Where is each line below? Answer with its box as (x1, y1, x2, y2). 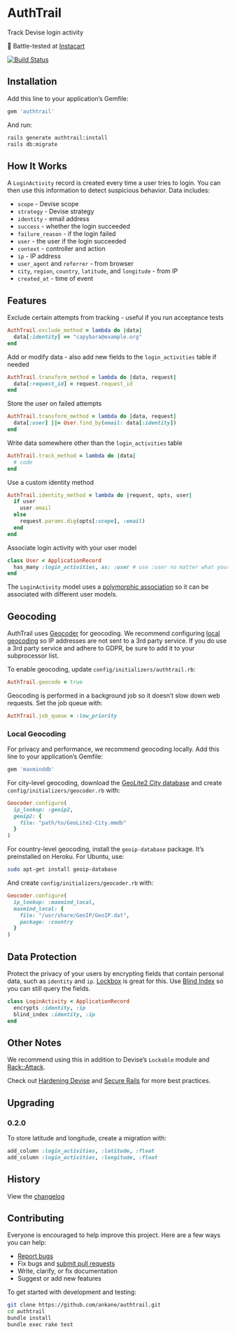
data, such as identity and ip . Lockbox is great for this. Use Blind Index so (7, 977, 224, 985)
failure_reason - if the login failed (17, 229, 117, 238)
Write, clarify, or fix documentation (17, 1267, 117, 1275)
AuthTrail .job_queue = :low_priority (7, 712, 117, 719)
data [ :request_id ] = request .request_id (13, 380, 133, 387)
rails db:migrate (7, 140, 58, 148)
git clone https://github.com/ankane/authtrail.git (7, 1302, 161, 1309)
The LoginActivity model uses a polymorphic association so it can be (7, 582, 209, 591)
